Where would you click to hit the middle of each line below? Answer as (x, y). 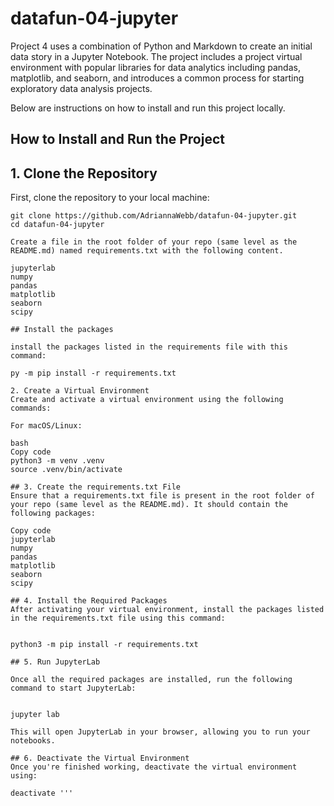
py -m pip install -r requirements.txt (93, 373)
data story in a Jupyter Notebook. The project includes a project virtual (156, 56)
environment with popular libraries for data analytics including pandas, (155, 67)
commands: (31, 408)
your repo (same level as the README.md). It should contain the (149, 505)
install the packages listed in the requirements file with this (149, 347)
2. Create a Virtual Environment (80, 391)
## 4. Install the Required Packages (89, 601)
